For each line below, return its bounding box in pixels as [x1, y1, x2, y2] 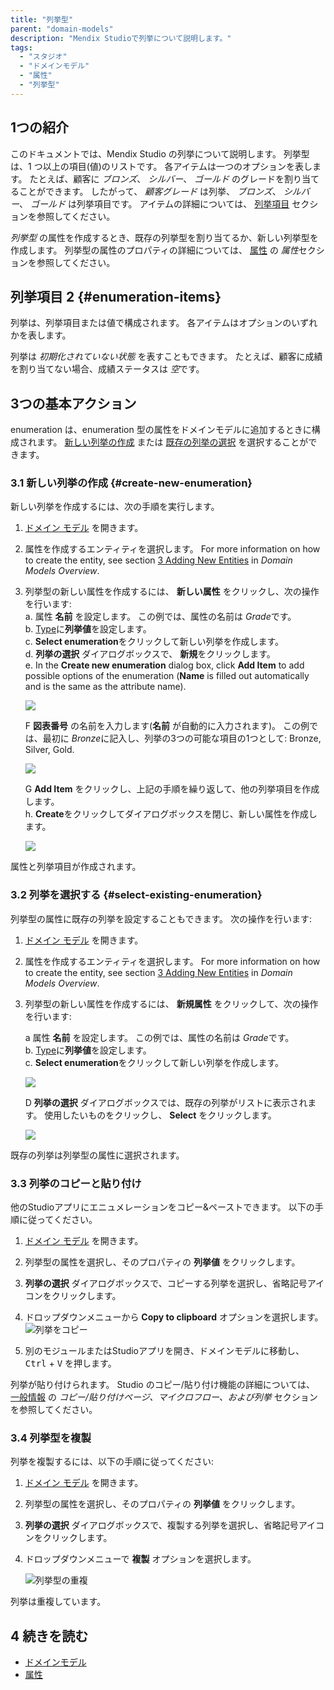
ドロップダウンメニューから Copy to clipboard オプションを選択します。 [24, 1311, 324, 1323]
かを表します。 [10, 329, 72, 341]
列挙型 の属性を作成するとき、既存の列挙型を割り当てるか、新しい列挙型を [10, 231, 319, 243]
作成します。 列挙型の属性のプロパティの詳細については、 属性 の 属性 [10, 244, 299, 256]
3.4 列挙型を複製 [10, 1431, 92, 1445]
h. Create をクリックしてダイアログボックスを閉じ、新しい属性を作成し [24, 808, 318, 820]
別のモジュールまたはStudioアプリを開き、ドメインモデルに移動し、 [24, 1345, 305, 1357]
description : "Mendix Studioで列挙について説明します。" [10, 33, 232, 43]
